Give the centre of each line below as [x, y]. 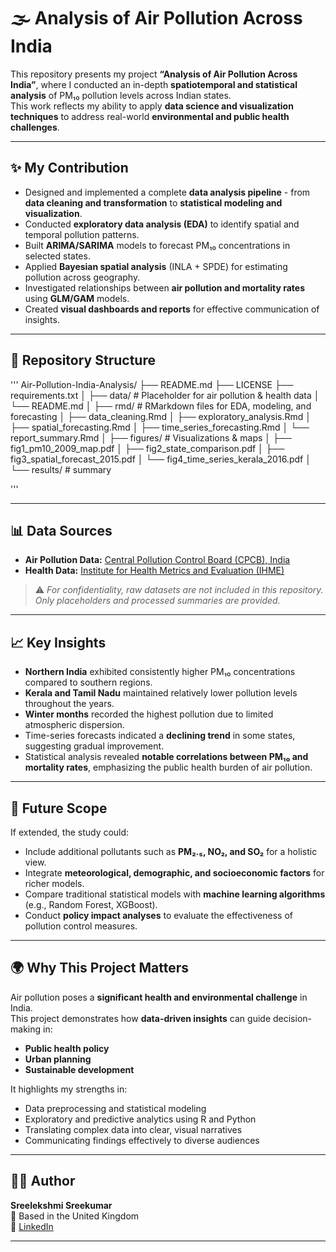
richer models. [54, 883]
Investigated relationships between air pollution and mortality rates [165, 287]
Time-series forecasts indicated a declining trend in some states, [160, 736]
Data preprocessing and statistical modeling [115, 1108]
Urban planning [58, 1059]
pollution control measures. [81, 926]
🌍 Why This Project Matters [100, 968]
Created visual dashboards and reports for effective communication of [172, 309]
